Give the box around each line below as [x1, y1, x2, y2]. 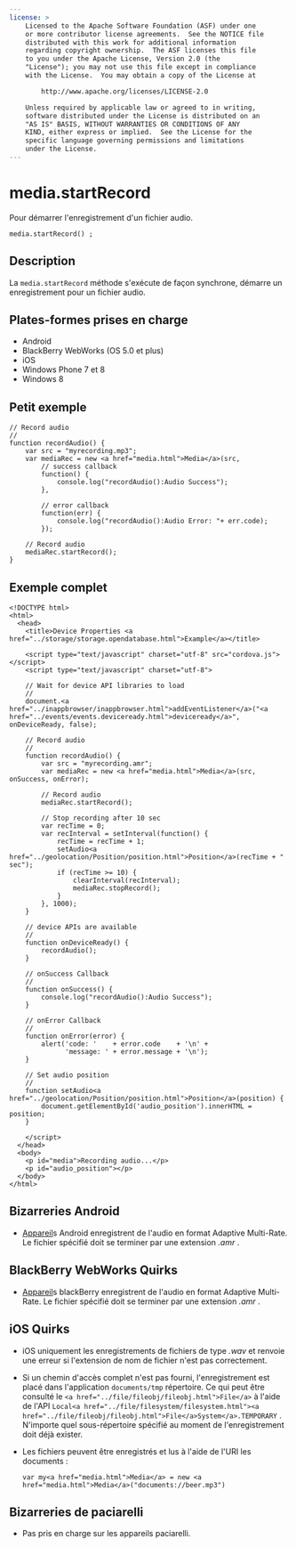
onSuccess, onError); [9, 775, 90, 784]
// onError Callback [25, 1016, 101, 1025]
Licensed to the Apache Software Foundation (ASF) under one [25, 21, 256, 30]
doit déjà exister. [21, 1429, 83, 1439]
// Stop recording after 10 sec [41, 814, 162, 823]
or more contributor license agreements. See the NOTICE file [25, 29, 265, 38]
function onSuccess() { [25, 985, 114, 994]
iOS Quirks [9, 1322, 70, 1337]
